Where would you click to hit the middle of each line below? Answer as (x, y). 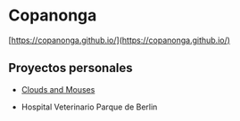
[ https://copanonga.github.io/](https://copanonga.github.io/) (120, 40)
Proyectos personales (70, 68)
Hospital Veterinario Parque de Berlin (89, 107)
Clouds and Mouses (58, 89)
